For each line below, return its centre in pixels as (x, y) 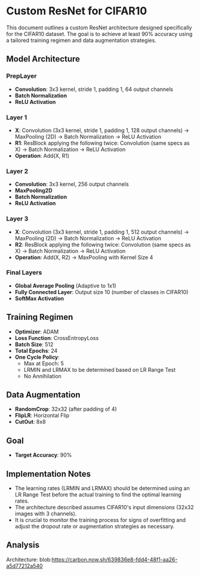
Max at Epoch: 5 (44, 363)
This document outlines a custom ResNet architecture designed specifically (99, 27)
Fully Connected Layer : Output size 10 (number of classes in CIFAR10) (101, 292)
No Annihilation (42, 376)
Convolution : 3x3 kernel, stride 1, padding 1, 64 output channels (94, 89)
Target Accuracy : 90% (43, 455)
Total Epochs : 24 (36, 350)
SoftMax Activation (39, 298)
